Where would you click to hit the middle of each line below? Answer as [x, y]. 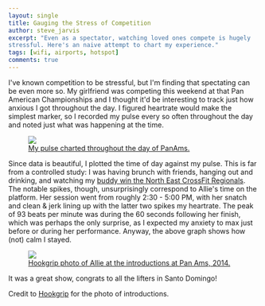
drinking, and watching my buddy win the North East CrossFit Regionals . [127, 180]
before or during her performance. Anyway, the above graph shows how [127, 230]
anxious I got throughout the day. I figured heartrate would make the [120, 107]
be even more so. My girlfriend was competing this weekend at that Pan [126, 91]
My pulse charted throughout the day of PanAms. [109, 148]
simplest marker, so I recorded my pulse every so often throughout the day [131, 116]
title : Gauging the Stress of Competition [80, 23]
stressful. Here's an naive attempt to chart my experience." [113, 45]
